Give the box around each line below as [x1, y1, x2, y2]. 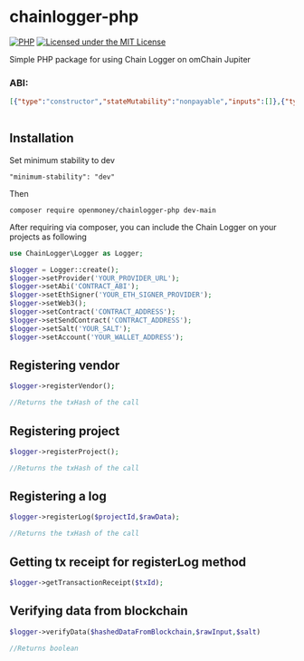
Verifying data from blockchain [9, 603, 188, 618]
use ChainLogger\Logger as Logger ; [9, 248, 144, 258]
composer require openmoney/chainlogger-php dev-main [9, 206, 217, 215]
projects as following [9, 231, 88, 242]
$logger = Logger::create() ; [9, 265, 119, 274]
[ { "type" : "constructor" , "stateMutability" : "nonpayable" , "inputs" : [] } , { [9, 97, 285, 106]
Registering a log [9, 489, 107, 504]
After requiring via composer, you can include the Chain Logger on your [9, 221, 278, 232]
